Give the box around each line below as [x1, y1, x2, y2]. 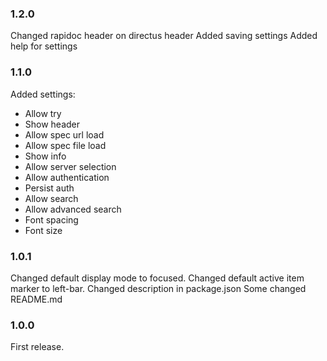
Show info [24, 150, 67, 162]
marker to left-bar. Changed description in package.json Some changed [10, 282, 307, 294]
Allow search [24, 192, 79, 204]
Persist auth [24, 182, 75, 194]
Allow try [24, 107, 62, 119]
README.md [10, 293, 63, 305]
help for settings [10, 40, 78, 52]
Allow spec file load [24, 139, 107, 151]
